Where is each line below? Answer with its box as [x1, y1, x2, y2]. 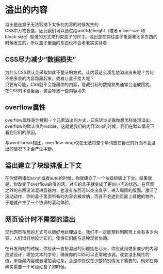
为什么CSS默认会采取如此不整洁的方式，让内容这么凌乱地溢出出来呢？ [5, 69, 146, 75]
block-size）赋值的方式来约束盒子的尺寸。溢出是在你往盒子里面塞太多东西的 [5, 34, 158, 39]
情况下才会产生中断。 [13, 146, 56, 152]
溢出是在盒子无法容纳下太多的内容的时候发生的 [5, 21, 98, 27]
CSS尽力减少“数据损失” [5, 56, 76, 64]
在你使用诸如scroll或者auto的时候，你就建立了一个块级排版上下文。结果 [5, 175, 148, 181]
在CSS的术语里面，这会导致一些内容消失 [5, 87, 86, 93]
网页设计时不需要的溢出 [5, 215, 75, 223]
